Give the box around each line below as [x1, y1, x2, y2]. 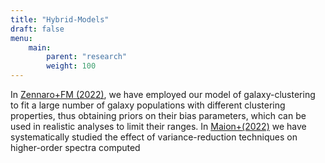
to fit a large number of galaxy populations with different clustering [10, 99, 286, 111]
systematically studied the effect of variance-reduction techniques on [10, 131, 298, 143]
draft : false [10, 24, 65, 34]
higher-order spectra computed [10, 142, 141, 153]
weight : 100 [46, 61, 97, 71]
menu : [10, 33, 33, 43]
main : [28, 42, 52, 53]
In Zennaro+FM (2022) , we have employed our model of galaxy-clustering [10, 89, 316, 100]
